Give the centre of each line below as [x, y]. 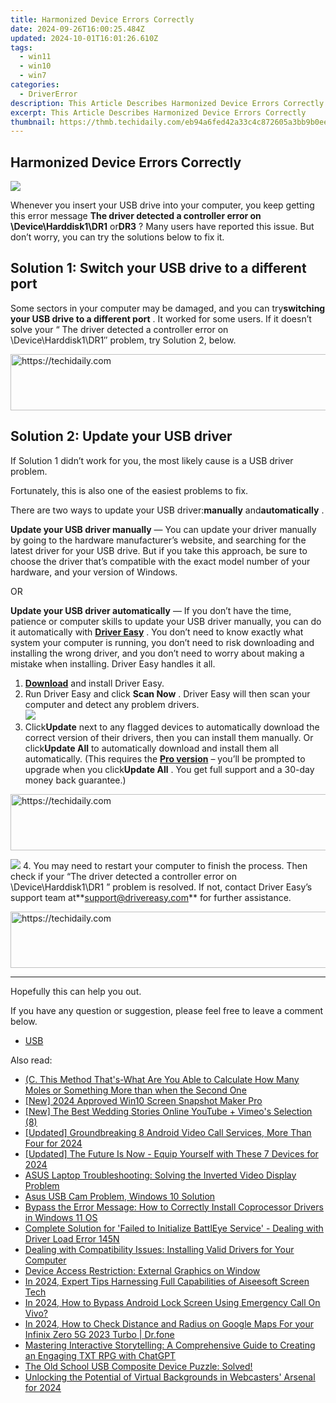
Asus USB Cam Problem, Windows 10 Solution [120, 1196]
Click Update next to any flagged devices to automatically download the [172, 727]
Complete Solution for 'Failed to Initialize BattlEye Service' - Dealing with [174, 1228]
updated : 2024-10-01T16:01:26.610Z [84, 38]
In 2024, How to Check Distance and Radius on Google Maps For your [169, 1323]
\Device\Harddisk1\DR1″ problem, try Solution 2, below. [123, 340]
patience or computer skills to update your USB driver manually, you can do [166, 621]
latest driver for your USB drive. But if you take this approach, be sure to [159, 550]
